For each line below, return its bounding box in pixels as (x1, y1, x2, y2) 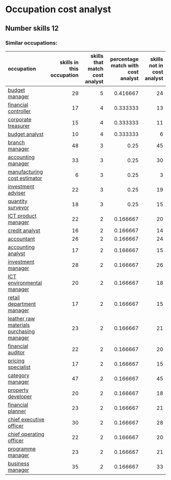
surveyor (8, 204, 30, 211)
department (8, 300, 36, 307)
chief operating (8, 430, 45, 438)
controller (8, 107, 31, 114)
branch (8, 139, 25, 146)
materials (8, 321, 30, 328)
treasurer (8, 122, 30, 129)
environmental (8, 279, 42, 286)
